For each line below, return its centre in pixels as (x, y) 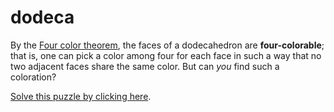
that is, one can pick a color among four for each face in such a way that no (166, 55)
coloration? (33, 77)
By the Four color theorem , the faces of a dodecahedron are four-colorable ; (167, 45)
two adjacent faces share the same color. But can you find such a (145, 66)
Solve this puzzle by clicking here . (81, 96)
